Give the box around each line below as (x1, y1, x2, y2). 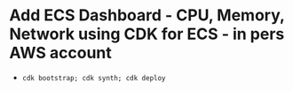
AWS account (9, 43, 113, 63)
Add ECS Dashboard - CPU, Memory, (9, 5, 285, 26)
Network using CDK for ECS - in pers (9, 24, 285, 44)
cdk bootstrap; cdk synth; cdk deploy (21, 73, 166, 82)
